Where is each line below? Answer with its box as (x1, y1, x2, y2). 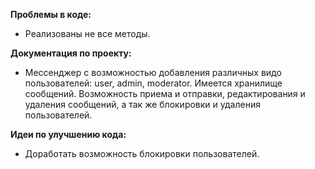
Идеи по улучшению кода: (10, 129, 127, 140)
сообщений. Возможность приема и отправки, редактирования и (24, 88, 306, 99)
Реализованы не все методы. (24, 28, 151, 39)
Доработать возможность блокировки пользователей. (24, 148, 260, 159)
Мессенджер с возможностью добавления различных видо (24, 67, 282, 78)
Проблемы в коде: (10, 9, 92, 20)
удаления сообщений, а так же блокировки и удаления (24, 99, 261, 110)
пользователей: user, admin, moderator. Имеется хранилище (24, 77, 283, 89)
